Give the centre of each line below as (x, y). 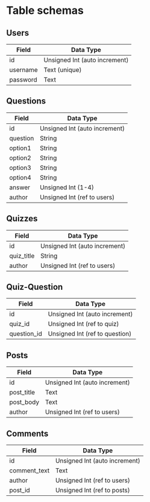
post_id (20, 491)
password (23, 80)
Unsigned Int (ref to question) (90, 334)
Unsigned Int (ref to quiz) (83, 324)
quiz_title (22, 256)
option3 (20, 168)
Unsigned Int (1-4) (67, 187)
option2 (20, 158)
